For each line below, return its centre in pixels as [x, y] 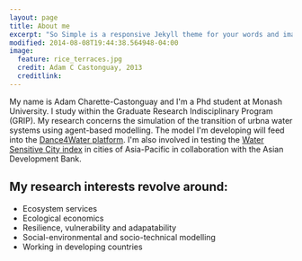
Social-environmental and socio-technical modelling [119, 237]
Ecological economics [63, 218]
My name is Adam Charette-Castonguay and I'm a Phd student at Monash [146, 101]
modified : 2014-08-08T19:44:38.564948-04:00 [94, 43]
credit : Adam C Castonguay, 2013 [80, 68]
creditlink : [40, 76]
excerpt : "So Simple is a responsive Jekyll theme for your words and [144, 34]
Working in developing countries [82, 247]
